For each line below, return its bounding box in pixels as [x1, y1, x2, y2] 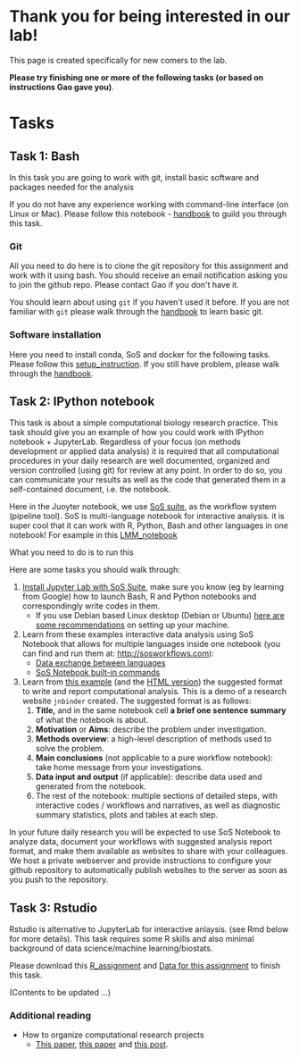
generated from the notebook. [35, 781, 147, 792]
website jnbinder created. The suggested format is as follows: [21, 695, 252, 707]
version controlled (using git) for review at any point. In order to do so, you [9, 465, 283, 475]
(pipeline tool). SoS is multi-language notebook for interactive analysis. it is [9, 511, 285, 522]
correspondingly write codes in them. [21, 600, 161, 611]
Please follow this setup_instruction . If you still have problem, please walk [9, 358, 279, 369]
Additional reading [9, 1010, 92, 1022]
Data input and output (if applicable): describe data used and [35, 771, 262, 783]
